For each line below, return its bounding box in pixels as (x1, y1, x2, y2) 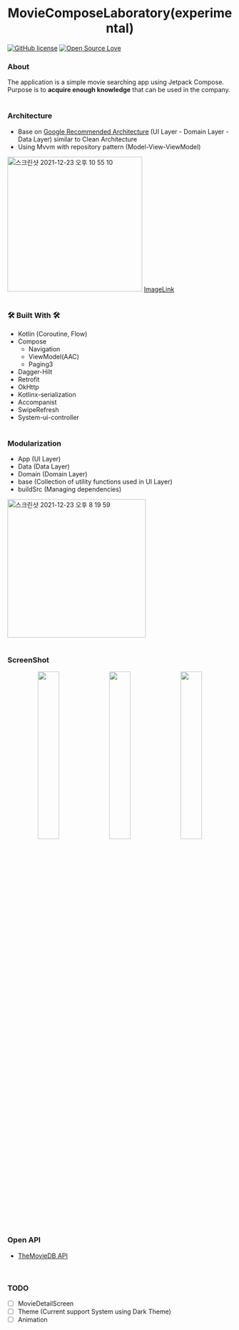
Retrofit (17, 375, 40, 384)
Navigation (28, 344, 61, 353)
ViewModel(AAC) (28, 352, 80, 361)
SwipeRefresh (17, 405, 59, 414)
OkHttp (17, 382, 39, 391)
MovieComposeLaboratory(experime (7, 5, 233, 21)
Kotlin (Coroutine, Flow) (17, 329, 88, 338)
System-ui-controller (17, 413, 80, 421)
